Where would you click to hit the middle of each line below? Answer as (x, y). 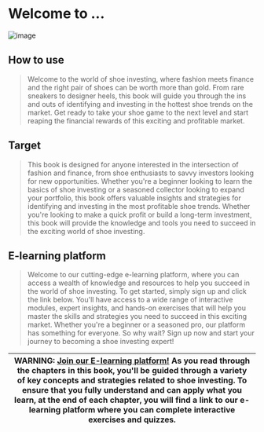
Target (25, 146)
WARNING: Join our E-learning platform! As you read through (132, 361)
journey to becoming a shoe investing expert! (101, 342)
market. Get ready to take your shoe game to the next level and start (138, 112)
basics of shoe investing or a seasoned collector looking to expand (136, 189)
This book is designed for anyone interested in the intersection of (133, 164)
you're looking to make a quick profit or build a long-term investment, (139, 214)
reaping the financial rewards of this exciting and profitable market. (136, 121)
